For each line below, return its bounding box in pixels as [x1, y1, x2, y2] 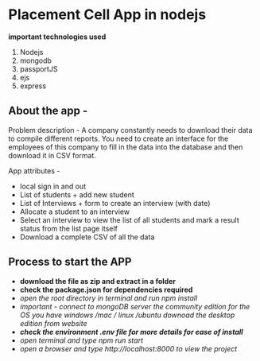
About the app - [8, 104, 88, 118]
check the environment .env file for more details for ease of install [19, 327, 244, 336]
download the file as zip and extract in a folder [19, 276, 177, 285]
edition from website [19, 318, 87, 328]
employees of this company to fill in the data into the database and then [8, 142, 243, 152]
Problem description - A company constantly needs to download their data [8, 125, 253, 134]
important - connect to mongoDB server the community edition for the [19, 301, 250, 311]
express [19, 81, 46, 91]
